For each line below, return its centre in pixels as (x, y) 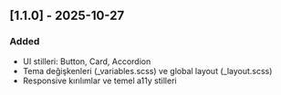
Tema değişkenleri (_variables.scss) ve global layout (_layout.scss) (147, 71)
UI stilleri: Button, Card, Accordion (87, 61)
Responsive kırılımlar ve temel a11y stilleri (99, 81)
